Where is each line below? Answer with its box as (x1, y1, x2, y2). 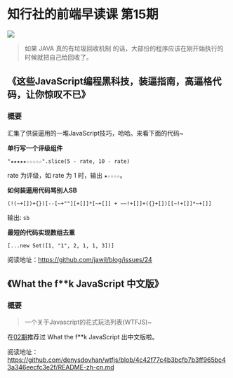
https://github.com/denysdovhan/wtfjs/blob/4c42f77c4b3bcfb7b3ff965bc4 (7, 356, 226, 364)
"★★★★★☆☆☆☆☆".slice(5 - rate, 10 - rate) (7, 157, 131, 165)
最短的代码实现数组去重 (7, 228, 75, 236)
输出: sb (7, 213, 30, 221)
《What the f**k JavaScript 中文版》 (7, 278, 164, 290)
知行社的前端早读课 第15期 (7, 6, 159, 22)
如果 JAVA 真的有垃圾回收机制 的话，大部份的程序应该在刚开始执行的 (24, 44, 224, 53)
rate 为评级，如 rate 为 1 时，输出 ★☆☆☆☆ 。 (7, 171, 126, 179)
